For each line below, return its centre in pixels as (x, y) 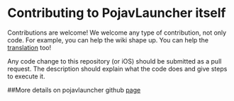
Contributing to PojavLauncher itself (117, 13)
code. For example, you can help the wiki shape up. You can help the (108, 40)
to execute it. (26, 76)
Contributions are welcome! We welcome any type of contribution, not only (117, 32)
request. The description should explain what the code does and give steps (117, 69)
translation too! (29, 47)
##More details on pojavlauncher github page (74, 90)
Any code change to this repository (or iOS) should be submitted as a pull (115, 61)
